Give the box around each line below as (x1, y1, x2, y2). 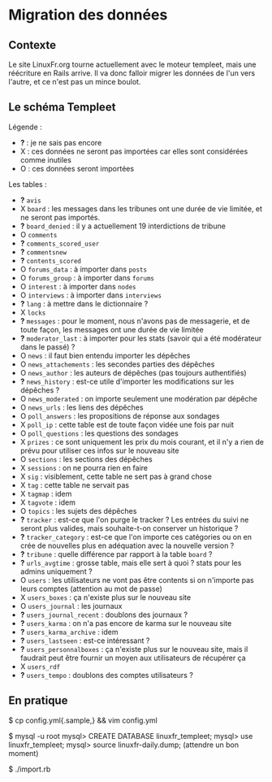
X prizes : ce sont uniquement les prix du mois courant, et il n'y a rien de (19, 437, 264, 446)
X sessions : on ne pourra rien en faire (19, 463, 149, 472)
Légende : (8, 122, 42, 132)
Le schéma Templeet (8, 100, 116, 115)
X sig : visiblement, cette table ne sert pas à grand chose (19, 471, 213, 481)
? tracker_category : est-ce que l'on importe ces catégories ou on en (19, 532, 253, 541)
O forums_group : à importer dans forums (19, 272, 154, 282)
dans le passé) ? (19, 341, 76, 351)
